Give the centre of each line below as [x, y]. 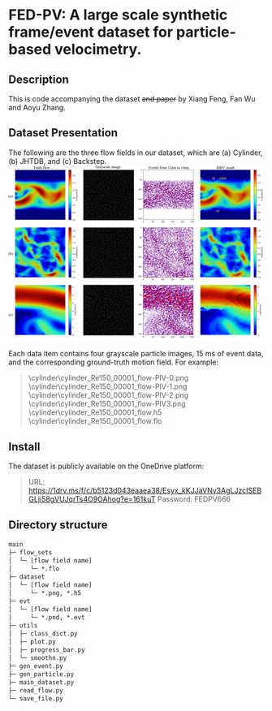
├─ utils [23, 625]
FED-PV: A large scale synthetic [118, 15]
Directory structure [58, 525]
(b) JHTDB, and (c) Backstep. [58, 161]
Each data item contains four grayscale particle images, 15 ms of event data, [136, 354]
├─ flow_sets [30, 552]
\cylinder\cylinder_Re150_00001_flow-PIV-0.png [108, 378]
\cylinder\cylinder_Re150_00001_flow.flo [95, 421]
